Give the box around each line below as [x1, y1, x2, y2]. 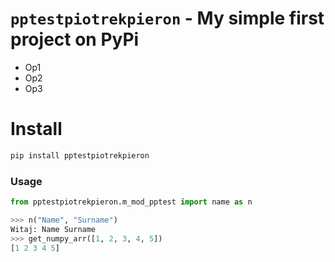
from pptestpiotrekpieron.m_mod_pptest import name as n [10, 197, 253, 207]
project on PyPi [10, 28, 140, 51]
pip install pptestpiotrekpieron [10, 150, 150, 161]
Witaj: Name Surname [10, 224, 97, 234]
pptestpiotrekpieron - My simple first [10, 7, 325, 30]
